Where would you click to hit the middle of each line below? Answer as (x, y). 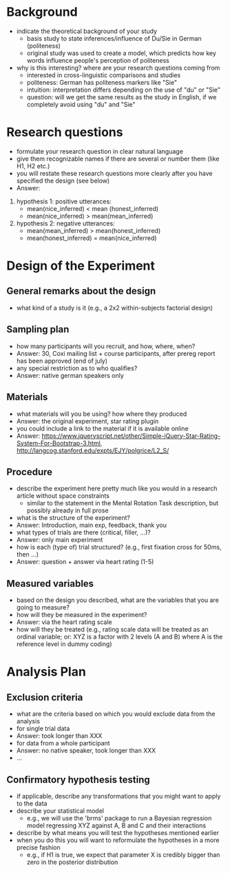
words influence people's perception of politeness (98, 60)
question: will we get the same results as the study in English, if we (122, 97)
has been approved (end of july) (62, 361)
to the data (32, 803)
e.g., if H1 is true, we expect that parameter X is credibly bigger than (123, 854)
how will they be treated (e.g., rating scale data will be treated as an (113, 630)
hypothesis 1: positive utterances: (64, 201)
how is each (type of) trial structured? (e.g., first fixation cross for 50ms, (119, 547)
